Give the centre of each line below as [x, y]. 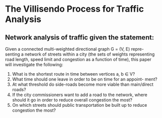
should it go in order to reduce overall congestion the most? [72, 100]
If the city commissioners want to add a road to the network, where [80, 95]
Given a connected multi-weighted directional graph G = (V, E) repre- [74, 49]
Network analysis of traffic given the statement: [80, 37]
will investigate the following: [34, 65]
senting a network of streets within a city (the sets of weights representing [80, 54]
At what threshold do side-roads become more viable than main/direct [83, 84]
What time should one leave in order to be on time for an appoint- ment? [85, 79]
